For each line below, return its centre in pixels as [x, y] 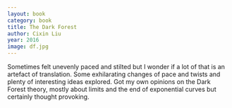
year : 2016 [23, 40]
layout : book [26, 14]
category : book [30, 20]
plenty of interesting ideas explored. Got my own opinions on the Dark [109, 82]
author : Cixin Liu [34, 34]
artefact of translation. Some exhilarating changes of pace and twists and [114, 74]
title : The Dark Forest [42, 27]
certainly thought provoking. [48, 97]
